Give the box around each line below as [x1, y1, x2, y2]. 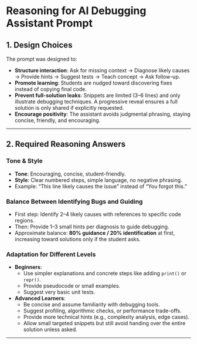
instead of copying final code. [14, 86, 87, 92]
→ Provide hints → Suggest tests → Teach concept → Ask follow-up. [14, 73, 181, 80]
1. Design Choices [6, 40, 73, 50]
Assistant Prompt [6, 16, 93, 30]
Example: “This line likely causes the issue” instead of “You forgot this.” [14, 183, 188, 190]
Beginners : [14, 264, 42, 271]
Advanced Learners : [14, 295, 66, 302]
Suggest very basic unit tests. [23, 289, 96, 296]
